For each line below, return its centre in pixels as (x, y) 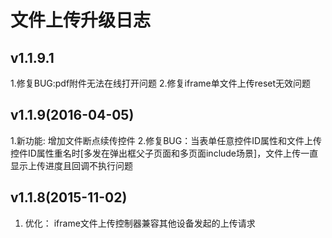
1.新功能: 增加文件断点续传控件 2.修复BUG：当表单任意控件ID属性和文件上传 (166, 140)
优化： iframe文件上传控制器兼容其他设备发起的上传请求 (140, 223)
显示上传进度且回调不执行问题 (71, 165)
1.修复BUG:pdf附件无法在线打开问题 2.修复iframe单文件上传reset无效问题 (161, 83)
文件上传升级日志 (81, 20)
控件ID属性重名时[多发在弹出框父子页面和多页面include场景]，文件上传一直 (164, 153)
